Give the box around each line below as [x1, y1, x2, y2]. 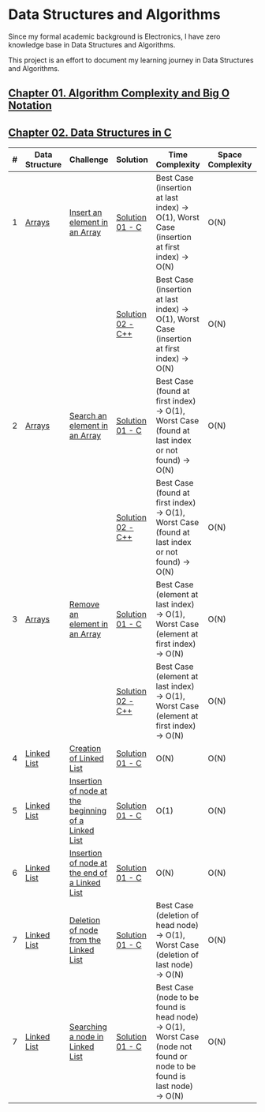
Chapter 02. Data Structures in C [8, 126, 172, 139]
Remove [69, 599, 100, 610]
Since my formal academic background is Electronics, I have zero [8, 32, 221, 41]
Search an [69, 411, 107, 422]
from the [69, 934, 101, 945]
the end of [69, 867, 108, 878]
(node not [155, 1041, 192, 1052]
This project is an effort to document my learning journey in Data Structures [8, 55, 254, 65]
